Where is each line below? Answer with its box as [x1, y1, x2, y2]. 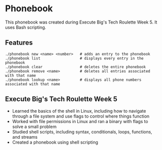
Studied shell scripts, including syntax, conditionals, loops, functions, [12, 128, 152, 135]
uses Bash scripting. [5, 24, 47, 30]
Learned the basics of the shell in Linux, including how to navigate [12, 108, 146, 114]
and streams [12, 134, 38, 140]
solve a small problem [12, 124, 57, 129]
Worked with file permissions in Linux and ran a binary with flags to [12, 118, 148, 124]
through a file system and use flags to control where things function [12, 113, 150, 119]
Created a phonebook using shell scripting [12, 139, 98, 145]
